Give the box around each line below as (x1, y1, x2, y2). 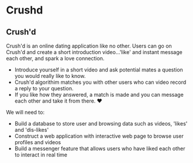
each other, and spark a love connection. (6, 55, 105, 62)
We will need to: (6, 109, 45, 116)
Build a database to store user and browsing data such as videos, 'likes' (14, 120, 188, 127)
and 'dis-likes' (14, 127, 49, 133)
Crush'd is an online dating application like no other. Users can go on (6, 42, 173, 49)
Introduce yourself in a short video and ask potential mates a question (14, 66, 183, 73)
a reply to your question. (14, 85, 74, 91)
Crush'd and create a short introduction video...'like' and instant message (6, 49, 182, 56)
